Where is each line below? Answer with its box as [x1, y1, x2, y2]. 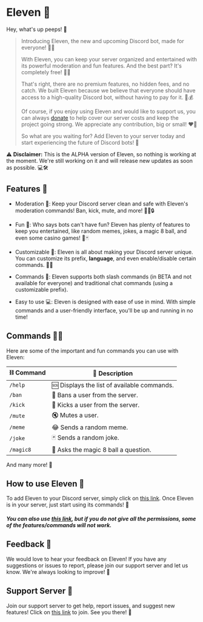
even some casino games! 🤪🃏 [15, 234, 90, 241]
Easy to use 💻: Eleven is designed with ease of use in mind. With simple [15, 298, 196, 305]
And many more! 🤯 [6, 461, 53, 468]
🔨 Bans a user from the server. [51, 390, 138, 399]
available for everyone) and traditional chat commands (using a [15, 279, 173, 286]
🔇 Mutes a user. [51, 410, 99, 419]
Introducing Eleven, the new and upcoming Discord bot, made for [21, 37, 185, 44]
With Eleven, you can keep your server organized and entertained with [21, 55, 198, 63]
